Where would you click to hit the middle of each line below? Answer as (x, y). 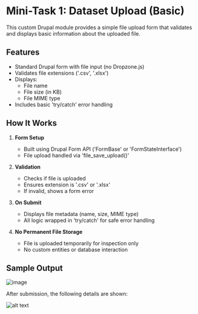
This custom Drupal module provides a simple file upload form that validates (99, 27)
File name (36, 85)
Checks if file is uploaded (55, 178)
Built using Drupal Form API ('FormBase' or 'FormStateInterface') (103, 149)
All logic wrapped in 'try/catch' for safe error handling (89, 220)
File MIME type (42, 98)
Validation (28, 167)
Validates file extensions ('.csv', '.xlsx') (62, 73)
